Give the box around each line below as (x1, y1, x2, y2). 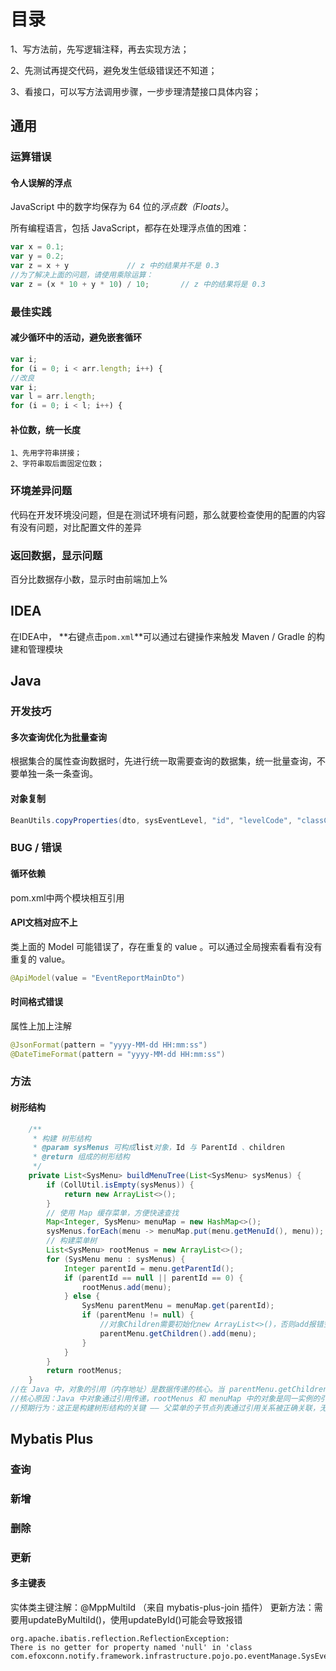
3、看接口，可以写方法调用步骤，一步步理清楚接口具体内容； (10, 85, 262, 97)
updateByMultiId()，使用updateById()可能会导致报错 (27, 1614, 243, 1626)
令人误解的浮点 (10, 176, 72, 189)
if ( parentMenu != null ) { (81, 1310, 195, 1320)
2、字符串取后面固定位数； (10, 459, 105, 469)
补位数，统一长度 (10, 423, 81, 435)
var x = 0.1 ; (10, 242, 65, 252)
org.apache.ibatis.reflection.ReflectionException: (10, 1634, 230, 1644)
